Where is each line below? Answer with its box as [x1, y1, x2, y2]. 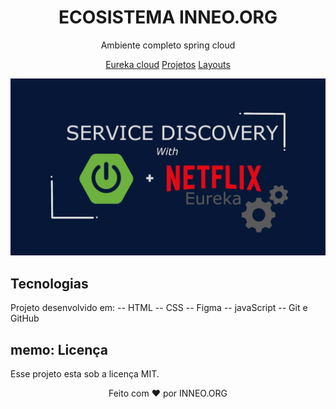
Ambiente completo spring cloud [100, 39, 236, 51]
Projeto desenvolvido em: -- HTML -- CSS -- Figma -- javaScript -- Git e [10, 302, 308, 314]
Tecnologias [10, 275, 89, 292]
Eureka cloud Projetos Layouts [105, 58, 231, 70]
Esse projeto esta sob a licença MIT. [10, 368, 160, 380]
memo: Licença [10, 341, 108, 358]
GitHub [10, 312, 40, 325]
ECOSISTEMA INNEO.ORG [58, 6, 278, 29]
